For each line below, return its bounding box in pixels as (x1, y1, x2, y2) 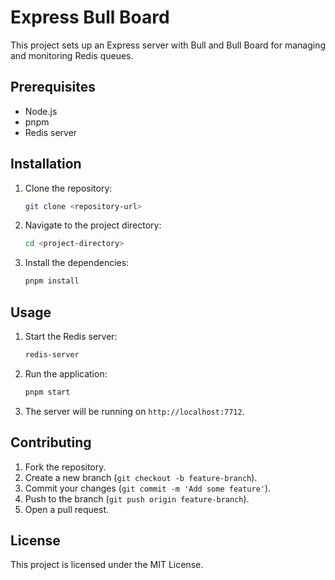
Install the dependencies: (24, 257, 130, 269)
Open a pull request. (24, 503, 110, 515)
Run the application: (24, 367, 108, 380)
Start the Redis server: (24, 331, 118, 342)
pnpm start (24, 387, 71, 397)
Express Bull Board (10, 6, 170, 29)
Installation (10, 156, 82, 173)
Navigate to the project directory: (24, 219, 162, 231)
